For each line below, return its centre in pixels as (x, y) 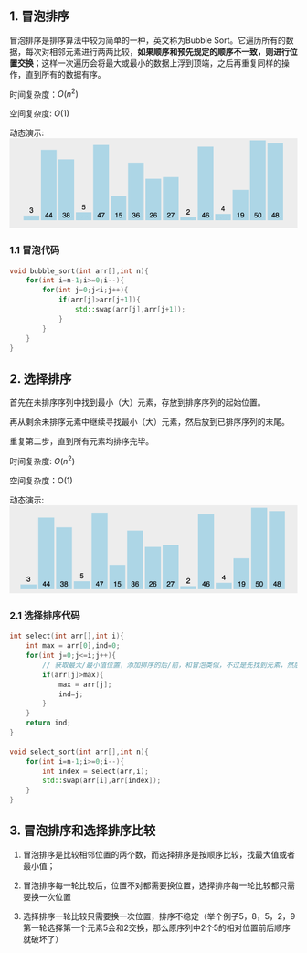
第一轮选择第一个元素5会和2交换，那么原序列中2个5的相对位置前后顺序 (156, 927)
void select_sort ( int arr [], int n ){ (79, 752)
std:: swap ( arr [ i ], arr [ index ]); (102, 781)
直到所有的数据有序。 (65, 74)
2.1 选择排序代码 (45, 615)
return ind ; (48, 723)
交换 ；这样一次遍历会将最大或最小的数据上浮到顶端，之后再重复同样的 (149, 63)
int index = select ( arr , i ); (95, 771)
